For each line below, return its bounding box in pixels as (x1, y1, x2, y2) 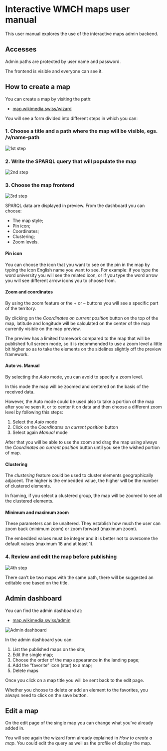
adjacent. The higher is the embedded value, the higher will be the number (5, 477, 159, 483)
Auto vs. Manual (5, 362, 40, 368)
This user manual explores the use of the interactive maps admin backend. (5, 30, 159, 36)
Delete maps (12, 667, 39, 673)
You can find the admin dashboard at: (5, 607, 82, 613)
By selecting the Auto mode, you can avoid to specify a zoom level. (5, 374, 143, 380)
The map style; (12, 217, 43, 223)
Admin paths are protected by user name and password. (5, 58, 121, 64)
